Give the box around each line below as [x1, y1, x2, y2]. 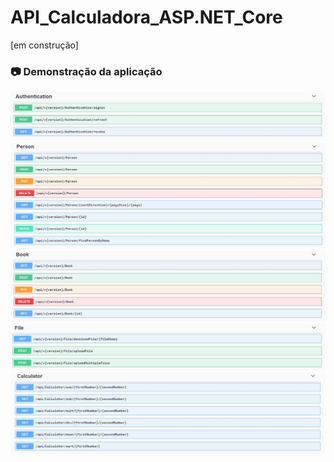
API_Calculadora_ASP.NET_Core [10, 6, 283, 29]
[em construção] [10, 39, 79, 51]
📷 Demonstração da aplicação [10, 64, 163, 78]
